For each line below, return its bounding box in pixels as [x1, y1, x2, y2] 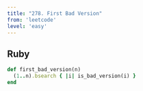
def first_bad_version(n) [7, 66, 81, 73]
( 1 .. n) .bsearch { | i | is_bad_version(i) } [13, 73, 136, 79]
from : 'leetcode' [7, 16, 57, 23]
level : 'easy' [7, 23, 48, 29]
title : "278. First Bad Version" [7, 10, 103, 17]
